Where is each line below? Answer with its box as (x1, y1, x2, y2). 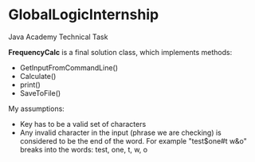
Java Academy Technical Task (8, 32, 108, 41)
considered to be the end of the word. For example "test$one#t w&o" (19, 136, 247, 145)
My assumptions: (8, 104, 65, 113)
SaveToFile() (19, 88, 61, 97)
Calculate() (19, 71, 57, 81)
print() (19, 80, 41, 89)
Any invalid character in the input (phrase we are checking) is (19, 128, 222, 137)
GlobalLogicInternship (8, 6, 159, 24)
